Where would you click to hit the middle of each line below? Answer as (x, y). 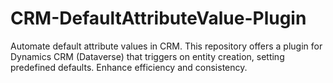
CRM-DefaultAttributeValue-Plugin (158, 18)
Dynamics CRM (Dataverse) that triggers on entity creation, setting (147, 56)
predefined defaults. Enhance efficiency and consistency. (129, 67)
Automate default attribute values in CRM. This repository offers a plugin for (166, 46)
